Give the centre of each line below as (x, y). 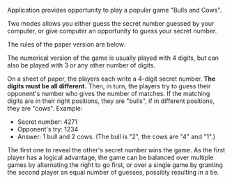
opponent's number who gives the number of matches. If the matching (109, 94)
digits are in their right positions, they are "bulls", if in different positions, (111, 101)
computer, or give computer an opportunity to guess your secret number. (112, 31)
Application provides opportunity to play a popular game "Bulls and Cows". (115, 10)
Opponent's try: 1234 (48, 129)
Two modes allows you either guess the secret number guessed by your (111, 23)
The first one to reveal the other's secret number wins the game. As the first (116, 150)
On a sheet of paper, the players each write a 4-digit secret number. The (111, 79)
